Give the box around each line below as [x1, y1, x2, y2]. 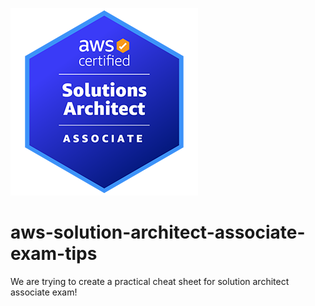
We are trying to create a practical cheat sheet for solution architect [10, 275, 290, 287]
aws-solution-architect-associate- [10, 221, 306, 244]
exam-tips [10, 243, 98, 265]
